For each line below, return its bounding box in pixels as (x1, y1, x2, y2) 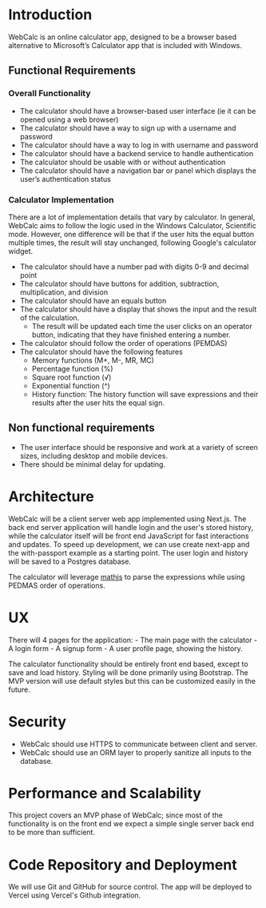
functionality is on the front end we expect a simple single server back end (8, 819, 254, 829)
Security (8, 713, 66, 730)
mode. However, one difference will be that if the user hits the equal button (8, 229, 255, 239)
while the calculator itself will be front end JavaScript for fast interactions (8, 531, 249, 540)
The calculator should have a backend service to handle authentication (19, 148, 254, 158)
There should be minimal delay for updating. (19, 459, 166, 469)
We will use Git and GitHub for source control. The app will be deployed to (8, 882, 252, 892)
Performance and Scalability (8, 784, 202, 802)
